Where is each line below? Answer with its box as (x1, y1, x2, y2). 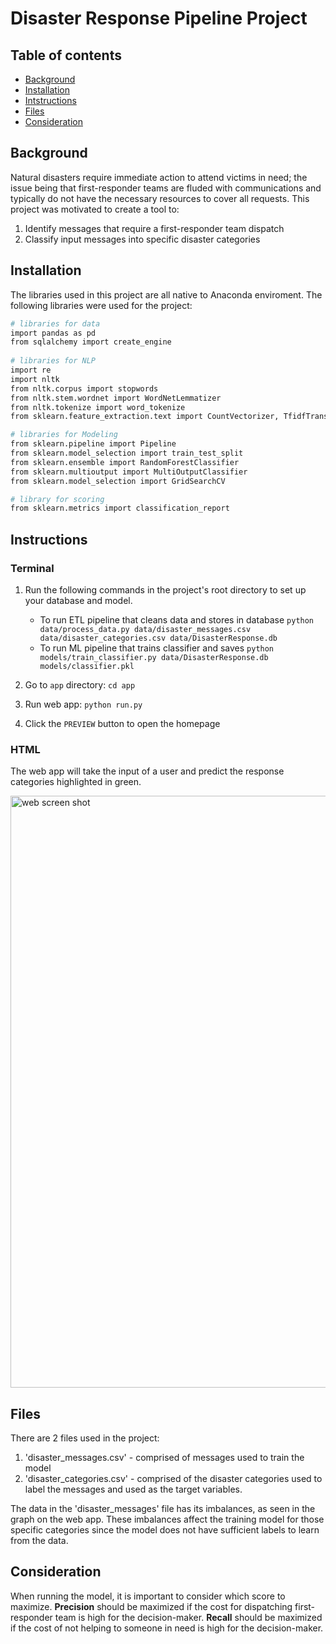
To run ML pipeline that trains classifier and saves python (39, 642, 275, 654)
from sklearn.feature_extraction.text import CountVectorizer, (10, 412, 280, 422)
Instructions (10, 531, 88, 548)
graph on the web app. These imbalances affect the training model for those (10, 1513, 325, 1526)
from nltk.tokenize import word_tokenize (10, 402, 186, 412)
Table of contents (10, 47, 122, 64)
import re (10, 365, 52, 375)
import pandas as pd (10, 328, 97, 338)
